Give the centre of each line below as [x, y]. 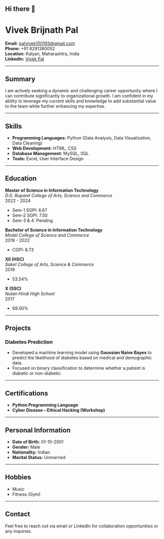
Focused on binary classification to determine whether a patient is [79, 368]
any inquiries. [19, 531]
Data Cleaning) [27, 143]
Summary [20, 79]
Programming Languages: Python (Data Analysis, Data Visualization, [82, 138]
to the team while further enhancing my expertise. [55, 106]
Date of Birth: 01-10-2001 [38, 442]
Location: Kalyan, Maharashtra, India [42, 54]
